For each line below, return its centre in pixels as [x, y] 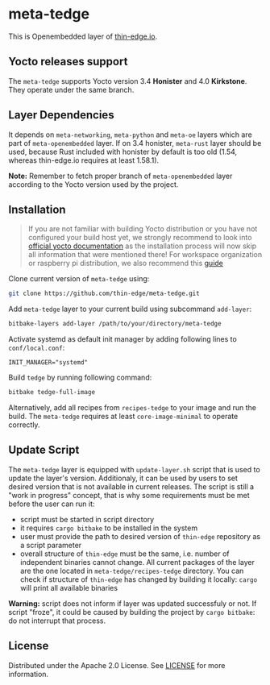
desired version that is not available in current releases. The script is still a [131, 486]
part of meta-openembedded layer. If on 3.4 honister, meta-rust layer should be [135, 143]
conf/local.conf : [37, 348]
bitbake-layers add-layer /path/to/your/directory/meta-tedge [115, 324]
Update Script [44, 450]
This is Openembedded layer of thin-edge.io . [83, 36]
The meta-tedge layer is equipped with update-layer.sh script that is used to [134, 469]
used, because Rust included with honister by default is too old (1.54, [123, 152]
